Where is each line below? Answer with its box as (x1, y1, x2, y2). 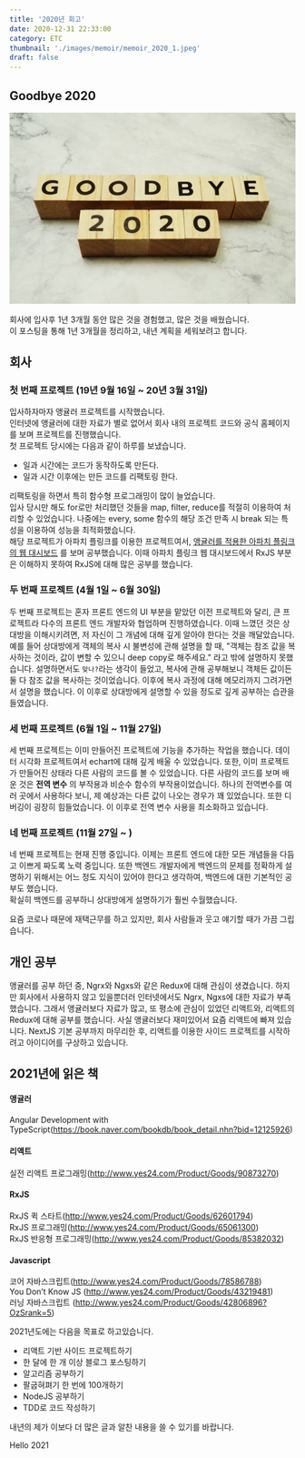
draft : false (9, 53, 59, 63)
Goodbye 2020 (9, 87, 97, 104)
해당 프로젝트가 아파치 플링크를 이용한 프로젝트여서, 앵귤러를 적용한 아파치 (9, 536, 271, 547)
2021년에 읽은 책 (9, 1066, 99, 1082)
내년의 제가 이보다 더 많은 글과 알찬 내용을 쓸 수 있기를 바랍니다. (9, 1422, 234, 1433)
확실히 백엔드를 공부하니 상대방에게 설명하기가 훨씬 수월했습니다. (9, 895, 238, 906)
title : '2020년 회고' (9, 15, 86, 24)
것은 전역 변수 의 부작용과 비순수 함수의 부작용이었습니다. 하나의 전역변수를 (18, 778, 283, 789)
